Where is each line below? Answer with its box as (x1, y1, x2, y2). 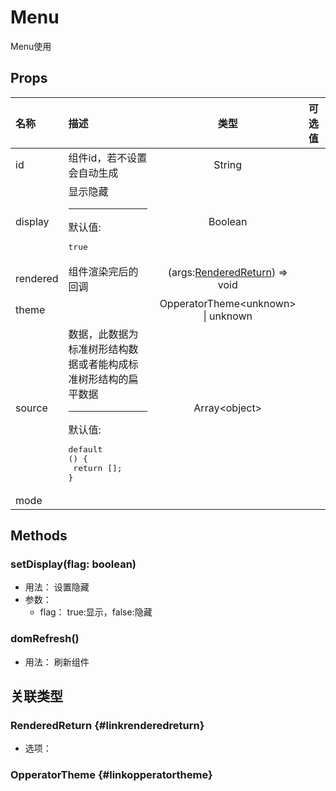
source (15, 401, 48, 415)
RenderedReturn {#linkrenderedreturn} (10, 719, 205, 733)
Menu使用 (10, 40, 52, 52)
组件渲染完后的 (68, 264, 139, 278)
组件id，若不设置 (68, 151, 148, 165)
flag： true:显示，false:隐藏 (39, 606, 153, 618)
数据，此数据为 (68, 327, 139, 341)
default (68, 444, 103, 455)
